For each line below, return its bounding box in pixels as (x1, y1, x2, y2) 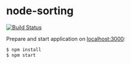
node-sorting (6, 4, 74, 18)
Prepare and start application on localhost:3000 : (6, 35, 126, 42)
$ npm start (6, 52, 36, 58)
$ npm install (6, 46, 42, 53)
